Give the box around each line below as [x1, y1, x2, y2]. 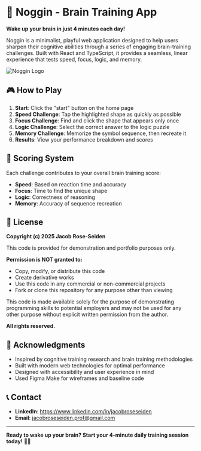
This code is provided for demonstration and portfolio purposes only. [6, 244, 176, 251]
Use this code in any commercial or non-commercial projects [14, 280, 166, 287]
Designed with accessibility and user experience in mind [14, 369, 154, 376]
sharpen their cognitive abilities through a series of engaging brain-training [6, 43, 191, 50]
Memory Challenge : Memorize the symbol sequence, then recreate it [14, 130, 187, 137]
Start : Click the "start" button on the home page [14, 104, 134, 111]
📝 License [6, 217, 44, 227]
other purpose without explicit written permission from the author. [6, 311, 169, 318]
